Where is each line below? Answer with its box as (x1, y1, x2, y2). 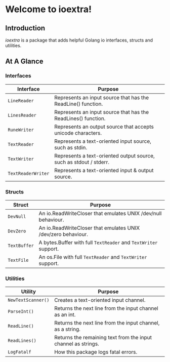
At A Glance (5, 57, 44, 66)
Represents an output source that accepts (54, 123, 154, 130)
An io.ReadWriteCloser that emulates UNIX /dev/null (38, 210, 162, 217)
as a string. (54, 326, 81, 333)
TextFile (8, 257, 29, 263)
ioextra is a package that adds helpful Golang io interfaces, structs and (5, 37, 153, 43)
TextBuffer (8, 243, 34, 249)
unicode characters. (54, 129, 102, 136)
